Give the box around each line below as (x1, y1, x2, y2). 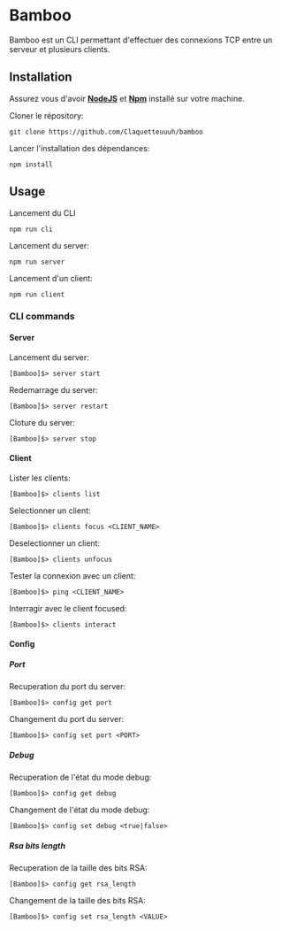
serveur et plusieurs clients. (9, 43, 110, 54)
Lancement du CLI (9, 207, 77, 218)
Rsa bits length (9, 841, 66, 851)
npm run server (9, 257, 65, 266)
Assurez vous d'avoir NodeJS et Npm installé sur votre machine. (9, 93, 245, 104)
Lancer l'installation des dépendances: (9, 142, 150, 153)
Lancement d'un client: (9, 273, 93, 283)
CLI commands (9, 311, 75, 323)
